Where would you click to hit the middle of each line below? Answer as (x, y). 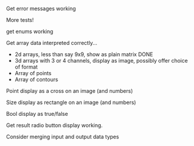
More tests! (20, 20)
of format (26, 67)
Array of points (33, 73)
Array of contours (36, 80)
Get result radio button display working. (54, 125)
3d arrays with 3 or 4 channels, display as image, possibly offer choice (101, 61)
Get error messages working (41, 9)
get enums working (30, 31)
